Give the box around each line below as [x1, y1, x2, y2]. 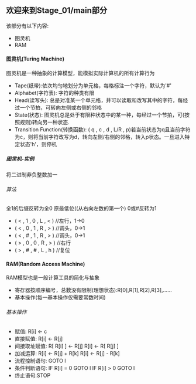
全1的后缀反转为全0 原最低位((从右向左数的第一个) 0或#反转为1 [6, 205, 157, 212]
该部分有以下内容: [6, 22, 49, 29]
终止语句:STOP [14, 372, 51, 379]
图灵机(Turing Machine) [6, 55, 64, 63]
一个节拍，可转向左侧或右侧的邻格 [19, 104, 102, 111]
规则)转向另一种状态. [19, 119, 70, 126]
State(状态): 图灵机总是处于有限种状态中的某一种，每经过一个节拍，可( [14, 111, 185, 118]
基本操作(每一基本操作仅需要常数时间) [14, 294, 106, 301]
